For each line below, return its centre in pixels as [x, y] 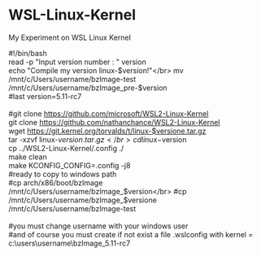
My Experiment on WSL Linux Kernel [70, 37]
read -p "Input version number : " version [77, 62]
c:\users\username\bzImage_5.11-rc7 [70, 243]
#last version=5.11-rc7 [45, 96]
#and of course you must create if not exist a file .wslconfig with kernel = [131, 234]
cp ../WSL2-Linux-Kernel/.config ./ [66, 148]
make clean [28, 157]
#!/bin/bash [28, 53]
